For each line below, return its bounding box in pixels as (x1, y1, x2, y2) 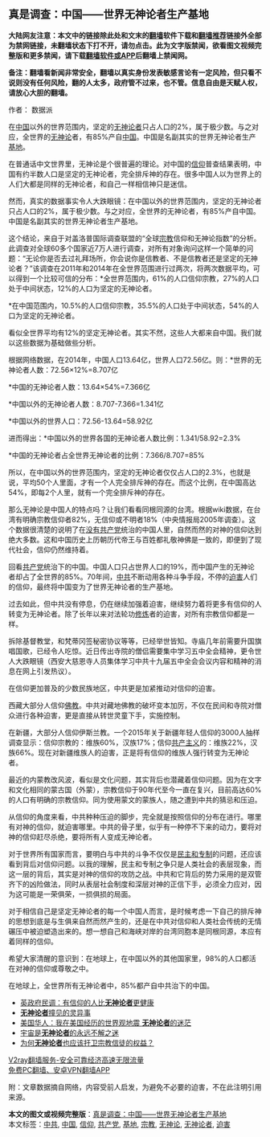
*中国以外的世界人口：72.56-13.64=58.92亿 (8, 416, 153, 426)
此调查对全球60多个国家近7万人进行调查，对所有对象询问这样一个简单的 (8, 243, 247, 253)
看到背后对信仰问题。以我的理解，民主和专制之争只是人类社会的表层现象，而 (8, 859, 262, 869)
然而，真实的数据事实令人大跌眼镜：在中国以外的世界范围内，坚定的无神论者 (8, 196, 262, 206)
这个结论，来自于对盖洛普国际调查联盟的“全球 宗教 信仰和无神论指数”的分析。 (8, 233, 261, 243)
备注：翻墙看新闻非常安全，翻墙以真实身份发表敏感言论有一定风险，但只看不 (8, 67, 262, 77)
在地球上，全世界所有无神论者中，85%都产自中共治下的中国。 (8, 980, 215, 990)
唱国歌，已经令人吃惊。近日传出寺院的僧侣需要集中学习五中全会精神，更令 (8, 646, 255, 656)
